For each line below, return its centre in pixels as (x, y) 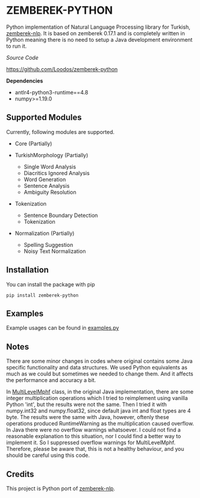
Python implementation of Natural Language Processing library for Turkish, (98, 27)
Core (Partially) (33, 143)
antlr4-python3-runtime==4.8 (51, 92)
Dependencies (25, 81)
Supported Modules (44, 117)
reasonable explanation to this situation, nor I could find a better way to (93, 436)
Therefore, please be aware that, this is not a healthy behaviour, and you (95, 449)
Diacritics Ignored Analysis (57, 173)
